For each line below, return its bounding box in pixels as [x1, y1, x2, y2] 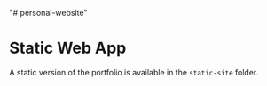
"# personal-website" [9, 8, 88, 18]
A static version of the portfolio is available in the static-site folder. [9, 67, 259, 77]
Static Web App [9, 39, 127, 58]
